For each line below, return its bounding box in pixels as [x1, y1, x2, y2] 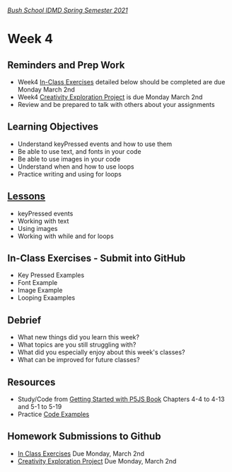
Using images [17, 224, 58, 232]
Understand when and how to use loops [17, 162, 134, 171]
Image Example [17, 286, 63, 295]
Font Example [17, 279, 58, 287]
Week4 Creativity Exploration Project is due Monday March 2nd [17, 93, 203, 101]
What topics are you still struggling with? [17, 340, 137, 349]
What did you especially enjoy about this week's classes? [17, 348, 185, 356]
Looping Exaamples [17, 293, 76, 302]
